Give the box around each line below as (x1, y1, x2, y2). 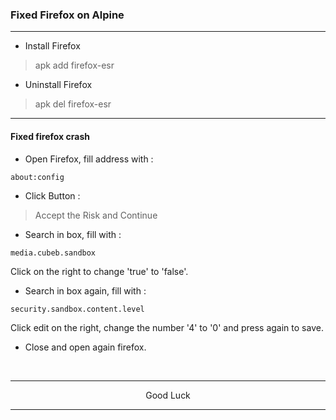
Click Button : (24, 189, 81, 202)
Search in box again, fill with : (24, 284, 147, 297)
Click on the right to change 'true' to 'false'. (10, 265, 189, 277)
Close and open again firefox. (24, 341, 147, 353)
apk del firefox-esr (34, 98, 112, 110)
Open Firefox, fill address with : (24, 153, 154, 165)
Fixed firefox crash (10, 130, 90, 142)
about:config (10, 172, 65, 182)
